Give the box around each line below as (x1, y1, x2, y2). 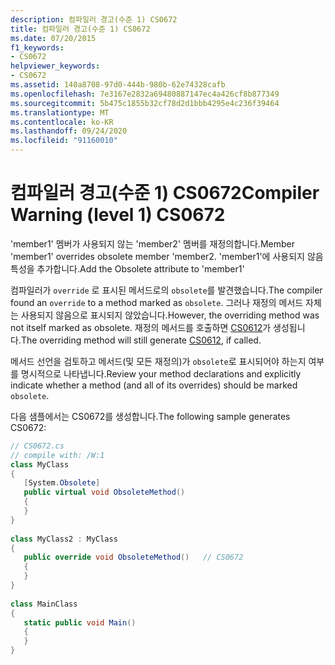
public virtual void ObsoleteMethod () (23, 487, 186, 498)
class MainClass (10, 599, 78, 609)
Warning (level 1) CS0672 (10, 204, 226, 226)
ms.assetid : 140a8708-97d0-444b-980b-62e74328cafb (10, 80, 226, 90)
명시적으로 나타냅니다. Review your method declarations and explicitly (20, 367, 302, 380)
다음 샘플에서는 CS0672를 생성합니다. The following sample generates (10, 410, 291, 422)
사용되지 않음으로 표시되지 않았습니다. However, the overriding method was (20, 309, 320, 321)
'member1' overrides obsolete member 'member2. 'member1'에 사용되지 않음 (10, 250, 324, 262)
